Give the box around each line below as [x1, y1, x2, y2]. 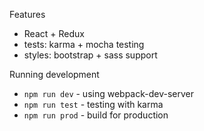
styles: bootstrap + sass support [23, 49, 158, 61]
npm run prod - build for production [23, 109, 169, 121]
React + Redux [23, 28, 85, 39]
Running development [9, 69, 100, 80]
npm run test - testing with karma [23, 99, 164, 110]
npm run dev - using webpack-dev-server [23, 88, 194, 99]
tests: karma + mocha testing [23, 39, 145, 50]
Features [9, 9, 46, 20]
